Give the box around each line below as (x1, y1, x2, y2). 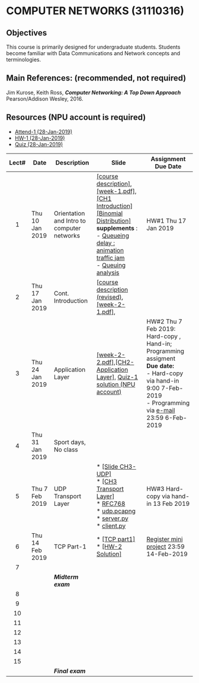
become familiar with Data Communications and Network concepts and (6, 50, 181, 57)
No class (53, 445, 78, 454)
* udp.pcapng (97, 506, 136, 515)
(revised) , (97, 293, 124, 301)
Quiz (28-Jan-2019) (14, 140, 63, 147)
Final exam (53, 666, 86, 675)
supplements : (97, 224, 138, 232)
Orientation (53, 209, 85, 217)
